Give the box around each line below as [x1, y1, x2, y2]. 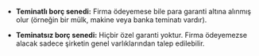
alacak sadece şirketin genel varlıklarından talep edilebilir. [15, 39, 205, 48]
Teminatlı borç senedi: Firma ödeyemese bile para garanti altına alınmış [15, 7, 252, 16]
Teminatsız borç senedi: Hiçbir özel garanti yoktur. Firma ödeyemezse [15, 31, 248, 39]
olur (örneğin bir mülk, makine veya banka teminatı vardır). [15, 15, 207, 24]
